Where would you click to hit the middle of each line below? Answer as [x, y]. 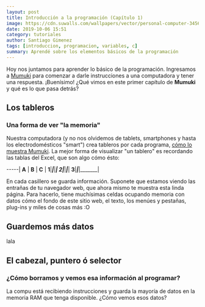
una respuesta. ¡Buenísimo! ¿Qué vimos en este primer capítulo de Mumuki [101, 82]
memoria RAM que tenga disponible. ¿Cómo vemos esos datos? [87, 297]
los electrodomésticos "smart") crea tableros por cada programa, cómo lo [99, 145]
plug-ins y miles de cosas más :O [48, 208]
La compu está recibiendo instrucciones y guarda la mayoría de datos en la [101, 291]
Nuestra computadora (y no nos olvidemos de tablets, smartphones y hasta [101, 139]
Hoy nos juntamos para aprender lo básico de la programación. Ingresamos [101, 69]
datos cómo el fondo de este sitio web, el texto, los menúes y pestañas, [96, 201]
